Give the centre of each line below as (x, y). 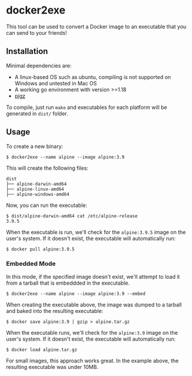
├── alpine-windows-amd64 (38, 194)
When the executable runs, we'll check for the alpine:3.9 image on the (92, 332)
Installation (27, 52)
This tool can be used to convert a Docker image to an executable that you (96, 27)
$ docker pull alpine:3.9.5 (41, 249)
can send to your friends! (37, 32)
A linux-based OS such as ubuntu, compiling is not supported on (93, 77)
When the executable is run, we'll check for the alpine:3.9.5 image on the (96, 232)
